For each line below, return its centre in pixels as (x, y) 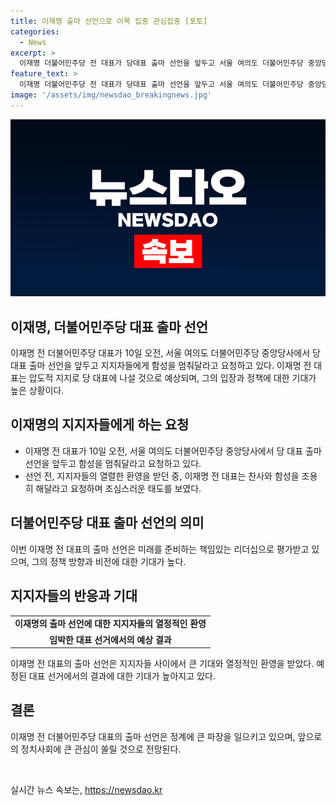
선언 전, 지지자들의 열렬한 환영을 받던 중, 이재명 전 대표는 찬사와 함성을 (162, 476)
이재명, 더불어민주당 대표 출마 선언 (109, 326)
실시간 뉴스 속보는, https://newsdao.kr (86, 789)
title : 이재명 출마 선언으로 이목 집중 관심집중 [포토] (109, 21)
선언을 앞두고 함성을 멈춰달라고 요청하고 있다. (113, 463)
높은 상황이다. (37, 391)
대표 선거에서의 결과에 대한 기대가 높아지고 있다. (122, 676)
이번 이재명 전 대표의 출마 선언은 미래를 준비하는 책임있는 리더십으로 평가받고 (160, 549)
